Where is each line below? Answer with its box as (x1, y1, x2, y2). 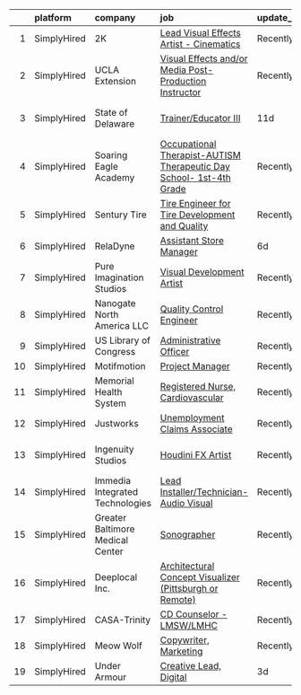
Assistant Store (159, 234, 224, 246)
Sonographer (159, 529, 216, 541)
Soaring (94, 149, 128, 161)
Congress (94, 346, 136, 357)
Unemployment (159, 412, 226, 424)
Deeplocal (94, 571, 137, 583)
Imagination (94, 271, 144, 284)
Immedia (94, 475, 132, 487)
